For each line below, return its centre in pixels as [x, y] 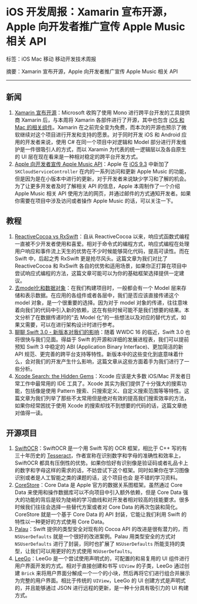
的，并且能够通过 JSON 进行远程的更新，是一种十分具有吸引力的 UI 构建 [101, 588]
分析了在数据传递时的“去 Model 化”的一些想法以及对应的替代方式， [101, 317]
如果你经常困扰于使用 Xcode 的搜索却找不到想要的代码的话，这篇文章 [98, 405]
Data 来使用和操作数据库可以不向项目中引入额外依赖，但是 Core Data [98, 492]
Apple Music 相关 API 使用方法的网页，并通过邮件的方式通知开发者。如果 [103, 193]
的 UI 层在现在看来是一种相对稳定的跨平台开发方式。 [78, 156]
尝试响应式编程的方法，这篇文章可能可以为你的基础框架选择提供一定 [97, 273]
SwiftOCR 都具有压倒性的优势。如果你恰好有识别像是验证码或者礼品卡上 [101, 463]
